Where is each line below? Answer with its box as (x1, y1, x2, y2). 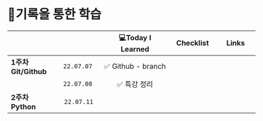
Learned (120, 44, 150, 53)
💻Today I (118, 32, 152, 42)
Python (11, 101, 36, 111)
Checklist (176, 38, 209, 48)
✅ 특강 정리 (116, 79, 154, 89)
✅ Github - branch (103, 61, 167, 71)
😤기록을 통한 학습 (7, 6, 101, 23)
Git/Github (11, 66, 47, 76)
